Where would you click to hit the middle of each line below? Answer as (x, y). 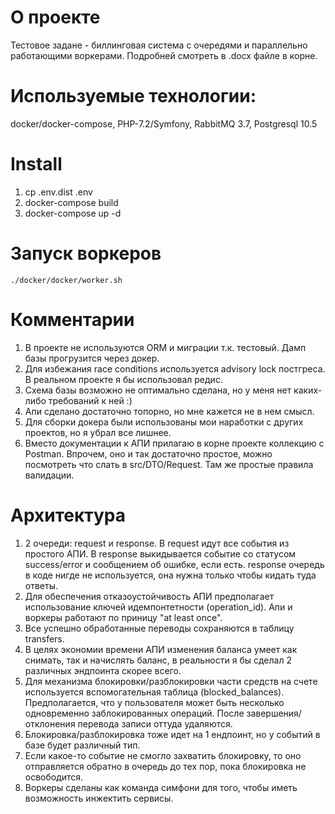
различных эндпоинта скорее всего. (103, 670)
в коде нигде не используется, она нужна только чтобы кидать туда (170, 575)
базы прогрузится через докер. (92, 358)
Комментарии (72, 319)
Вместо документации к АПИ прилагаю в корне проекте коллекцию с (174, 443)
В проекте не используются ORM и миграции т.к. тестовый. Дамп (165, 347)
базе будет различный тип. (82, 745)
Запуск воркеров (86, 253)
